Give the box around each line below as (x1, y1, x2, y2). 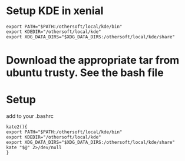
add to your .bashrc (6, 113, 54, 120)
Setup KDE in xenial (6, 4, 104, 18)
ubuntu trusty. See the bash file (6, 66, 164, 80)
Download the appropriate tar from (6, 54, 180, 67)
